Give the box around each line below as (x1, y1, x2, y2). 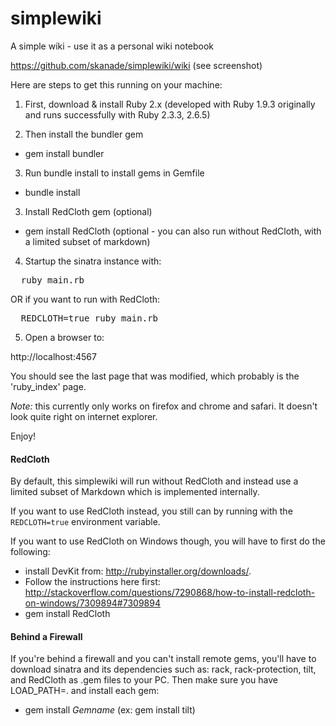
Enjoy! (10, 430, 37, 442)
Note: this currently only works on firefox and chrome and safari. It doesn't (10, 400, 318, 412)
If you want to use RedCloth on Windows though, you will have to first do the (10, 535, 326, 547)
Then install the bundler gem (24, 128, 144, 140)
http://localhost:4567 (10, 350, 97, 362)
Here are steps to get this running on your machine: (10, 78, 223, 91)
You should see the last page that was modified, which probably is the (10, 370, 300, 382)
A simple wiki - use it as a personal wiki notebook (10, 40, 215, 52)
